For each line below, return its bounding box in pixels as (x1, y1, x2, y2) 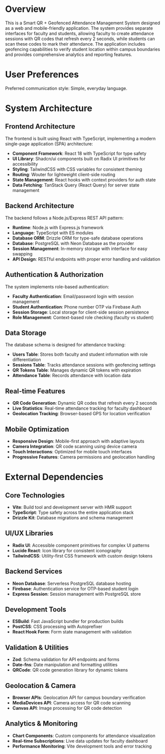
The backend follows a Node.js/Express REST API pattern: (5, 215, 124, 221)
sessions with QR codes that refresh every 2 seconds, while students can (5, 36, 155, 42)
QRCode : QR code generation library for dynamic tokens (12, 667, 128, 673)
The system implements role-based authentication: (5, 284, 110, 290)
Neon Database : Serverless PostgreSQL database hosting (12, 580, 131, 586)
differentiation (12, 357, 41, 363)
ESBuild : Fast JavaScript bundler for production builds (12, 619, 124, 625)
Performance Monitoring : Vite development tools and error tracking (12, 743, 152, 749)
